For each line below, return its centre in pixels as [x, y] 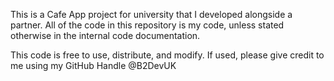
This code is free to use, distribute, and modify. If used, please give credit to [167, 55]
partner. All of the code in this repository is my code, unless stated [147, 25]
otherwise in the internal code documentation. [105, 35]
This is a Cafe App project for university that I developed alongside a [151, 14]
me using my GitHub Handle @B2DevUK [93, 65]
